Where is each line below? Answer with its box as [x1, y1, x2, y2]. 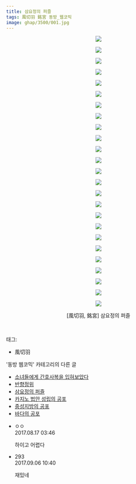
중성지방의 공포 [14, 403, 50, 410]
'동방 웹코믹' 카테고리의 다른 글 [6, 361, 77, 368]
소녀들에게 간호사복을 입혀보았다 [14, 373, 89, 380]
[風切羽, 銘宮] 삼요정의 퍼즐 [66, 312, 131, 319]
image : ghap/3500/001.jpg [6, 19, 69, 25]
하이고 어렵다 [14, 442, 45, 449]
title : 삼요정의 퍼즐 [6, 8, 52, 15]
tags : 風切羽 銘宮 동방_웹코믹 [6, 14, 72, 20]
